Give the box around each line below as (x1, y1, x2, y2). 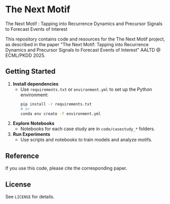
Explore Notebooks (12, 120, 55, 127)
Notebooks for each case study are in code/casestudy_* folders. (20, 126, 155, 132)
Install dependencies (12, 80, 59, 87)
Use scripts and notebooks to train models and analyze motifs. (20, 137, 153, 143)
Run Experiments (12, 131, 50, 137)
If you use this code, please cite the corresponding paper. (5, 165, 128, 171)
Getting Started (5, 67, 56, 76)
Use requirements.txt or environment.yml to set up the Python (20, 86, 153, 92)
